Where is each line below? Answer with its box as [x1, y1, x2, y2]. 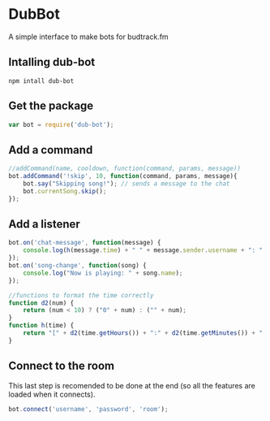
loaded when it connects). [8, 389, 96, 399]
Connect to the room [8, 359, 115, 373]
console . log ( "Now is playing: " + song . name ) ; [23, 269, 183, 277]
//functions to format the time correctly [8, 291, 154, 299]
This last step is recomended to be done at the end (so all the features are [8, 380, 255, 390]
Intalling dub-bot [8, 55, 96, 69]
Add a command [8, 143, 93, 157]
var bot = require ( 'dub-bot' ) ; [8, 120, 114, 128]
